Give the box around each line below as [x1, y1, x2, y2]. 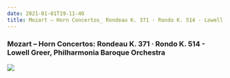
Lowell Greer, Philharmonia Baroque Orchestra [7, 48, 166, 57]
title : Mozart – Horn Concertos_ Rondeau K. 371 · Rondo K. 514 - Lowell [7, 17, 224, 23]
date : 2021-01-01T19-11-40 [7, 10, 85, 17]
